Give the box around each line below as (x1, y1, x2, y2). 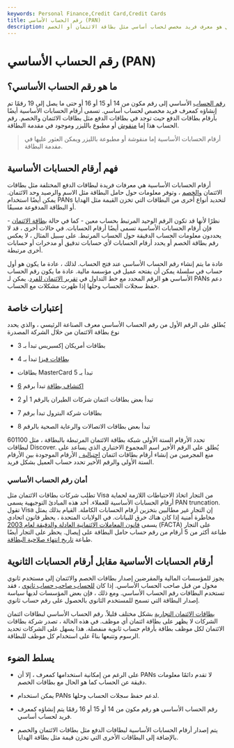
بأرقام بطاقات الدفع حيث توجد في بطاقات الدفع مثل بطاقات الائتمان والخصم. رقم (7, 114, 217, 122)
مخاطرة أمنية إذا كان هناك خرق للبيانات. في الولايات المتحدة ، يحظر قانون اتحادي (7, 513, 215, 522)
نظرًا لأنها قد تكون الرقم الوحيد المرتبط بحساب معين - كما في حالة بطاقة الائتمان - (7, 216, 221, 225)
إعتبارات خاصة (7, 302, 63, 314)
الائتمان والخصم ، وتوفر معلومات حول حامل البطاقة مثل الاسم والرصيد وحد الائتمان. (7, 189, 223, 197)
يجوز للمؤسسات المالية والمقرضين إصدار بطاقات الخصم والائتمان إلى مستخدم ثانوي (7, 574, 225, 582)
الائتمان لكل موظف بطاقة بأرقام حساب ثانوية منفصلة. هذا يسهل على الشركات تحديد (7, 624, 225, 633)
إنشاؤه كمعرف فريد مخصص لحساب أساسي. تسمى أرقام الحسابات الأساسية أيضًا (7, 106, 217, 115)
